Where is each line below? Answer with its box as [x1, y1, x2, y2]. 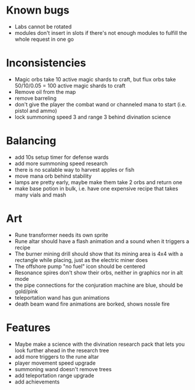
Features [6, 321, 51, 334]
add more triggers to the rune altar [14, 353, 99, 360]
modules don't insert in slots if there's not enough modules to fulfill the [14, 29, 187, 36]
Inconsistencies [6, 57, 86, 70]
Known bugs [6, 4, 70, 17]
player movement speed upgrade [14, 359, 96, 366]
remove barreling [14, 94, 57, 101]
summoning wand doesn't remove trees [14, 365, 112, 372]
